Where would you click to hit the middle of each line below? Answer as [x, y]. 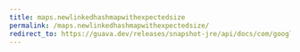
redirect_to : [33, 33]
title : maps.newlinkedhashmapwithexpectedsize [97, 17]
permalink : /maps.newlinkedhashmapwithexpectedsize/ [109, 26]
